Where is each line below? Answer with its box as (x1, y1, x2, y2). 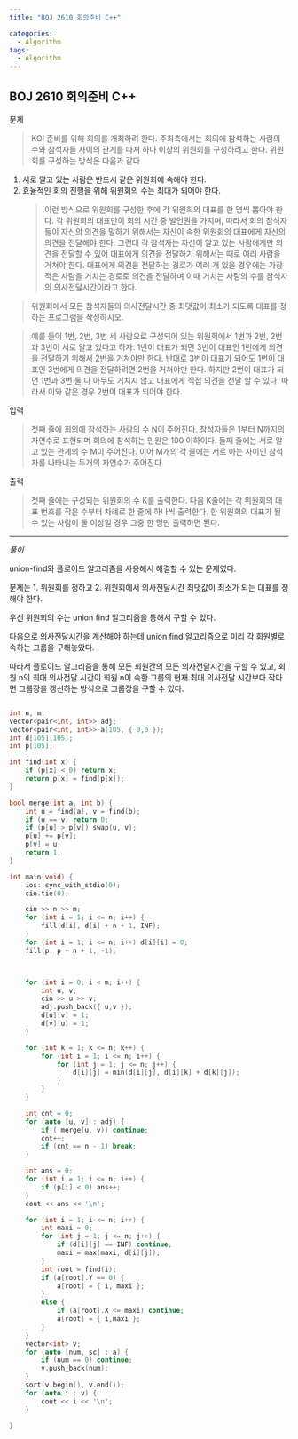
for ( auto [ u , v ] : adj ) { (25, 1117, 125, 1126)
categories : (9, 28, 53, 38)
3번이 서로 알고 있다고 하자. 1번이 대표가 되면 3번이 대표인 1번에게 (40, 341, 267, 352)
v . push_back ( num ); (41, 1364, 109, 1373)
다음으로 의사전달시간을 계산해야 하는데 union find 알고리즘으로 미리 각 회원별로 (9, 631, 286, 641)
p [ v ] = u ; (25, 840, 62, 849)
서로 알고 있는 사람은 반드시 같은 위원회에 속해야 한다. (21, 174, 207, 185)
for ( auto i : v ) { (25, 1388, 98, 1397)
